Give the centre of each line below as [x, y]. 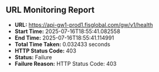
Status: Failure [33, 57]
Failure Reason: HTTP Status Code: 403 [65, 63]
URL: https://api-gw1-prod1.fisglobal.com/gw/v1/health [84, 24]
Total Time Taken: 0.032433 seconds [62, 44]
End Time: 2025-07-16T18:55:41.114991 [64, 38]
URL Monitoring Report [50, 10]
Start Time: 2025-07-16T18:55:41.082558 [67, 31]
